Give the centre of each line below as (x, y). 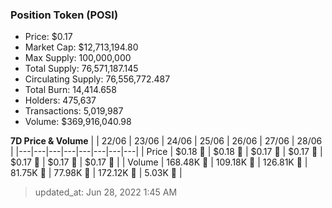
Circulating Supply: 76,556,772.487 (97, 79)
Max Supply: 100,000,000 (78, 58)
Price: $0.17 (48, 37)
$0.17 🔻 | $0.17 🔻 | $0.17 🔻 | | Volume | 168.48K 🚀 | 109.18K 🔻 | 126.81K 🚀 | (159, 162)
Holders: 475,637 (60, 100)
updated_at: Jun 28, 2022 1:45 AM (106, 192)
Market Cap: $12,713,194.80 (81, 47)
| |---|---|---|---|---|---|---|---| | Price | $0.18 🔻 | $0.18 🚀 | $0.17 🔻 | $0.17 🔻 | (166, 152)
